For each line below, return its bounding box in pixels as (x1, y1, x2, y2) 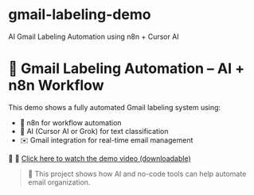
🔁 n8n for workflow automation (19, 117, 122, 128)
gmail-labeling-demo (8, 6, 151, 24)
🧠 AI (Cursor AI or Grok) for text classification (19, 126, 169, 136)
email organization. (27, 177, 91, 187)
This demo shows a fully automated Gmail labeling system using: (8, 102, 221, 112)
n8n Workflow (8, 77, 104, 94)
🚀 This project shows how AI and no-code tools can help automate (27, 169, 247, 178)
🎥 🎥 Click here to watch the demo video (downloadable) (8, 153, 191, 163)
